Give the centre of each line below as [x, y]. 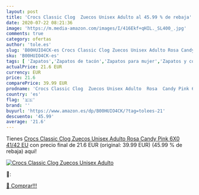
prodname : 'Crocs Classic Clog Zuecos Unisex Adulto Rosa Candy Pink [98, 89]
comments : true [25, 34]
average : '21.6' [26, 122]
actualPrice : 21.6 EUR [34, 67]
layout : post [22, 12]
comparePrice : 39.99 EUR [37, 84]
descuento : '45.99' [30, 116]
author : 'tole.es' [29, 45]
